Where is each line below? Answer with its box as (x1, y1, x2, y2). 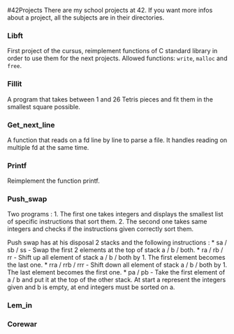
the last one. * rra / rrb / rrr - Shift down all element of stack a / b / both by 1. (7, 260, 228, 269)
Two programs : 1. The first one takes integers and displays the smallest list (7, 210, 224, 218)
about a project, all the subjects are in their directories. (7, 13, 165, 22)
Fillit (7, 79, 22, 89)
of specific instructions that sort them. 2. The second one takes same (7, 217, 207, 226)
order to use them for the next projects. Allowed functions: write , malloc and (7, 54, 228, 62)
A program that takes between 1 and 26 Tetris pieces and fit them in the (7, 95, 213, 104)
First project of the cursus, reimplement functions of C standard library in (7, 47, 218, 55)
